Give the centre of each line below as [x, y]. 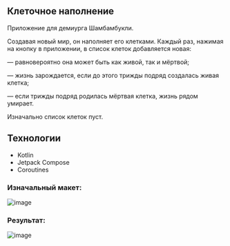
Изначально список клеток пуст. [55, 116]
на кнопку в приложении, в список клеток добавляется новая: [99, 48]
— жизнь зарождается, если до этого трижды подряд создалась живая [113, 75]
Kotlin [25, 155]
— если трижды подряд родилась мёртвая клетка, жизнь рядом [103, 96]
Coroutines [33, 170]
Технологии [34, 138]
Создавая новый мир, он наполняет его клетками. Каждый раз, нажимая [115, 41]
